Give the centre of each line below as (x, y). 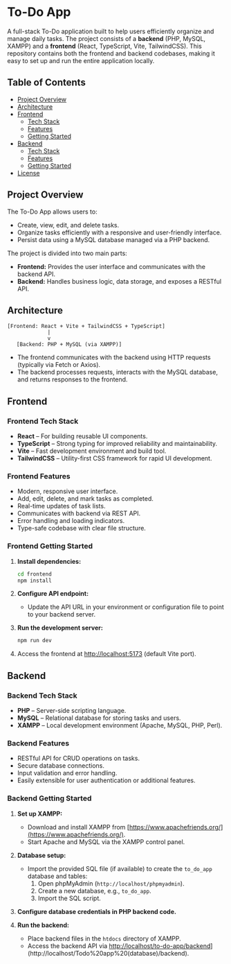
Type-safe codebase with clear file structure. (82, 528)
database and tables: (57, 876)
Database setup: (41, 855)
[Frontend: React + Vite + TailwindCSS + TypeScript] (86, 327)
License (28, 173)
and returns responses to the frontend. (72, 379)
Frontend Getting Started (50, 546)
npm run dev (34, 641)
